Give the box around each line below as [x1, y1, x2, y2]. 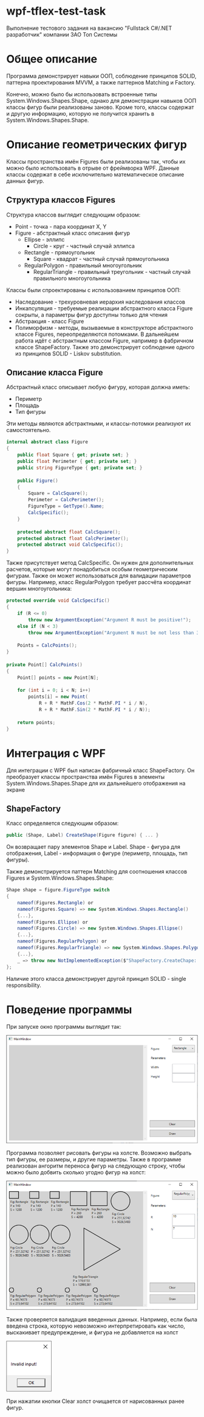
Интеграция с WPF [6, 747, 106, 760]
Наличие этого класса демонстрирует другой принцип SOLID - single [6, 975, 186, 982]
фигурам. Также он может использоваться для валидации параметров [6, 572, 191, 579]
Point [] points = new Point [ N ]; [17, 674, 99, 681]
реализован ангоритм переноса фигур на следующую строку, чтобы [6, 1162, 185, 1169]
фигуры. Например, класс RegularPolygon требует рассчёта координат [6, 579, 191, 586]
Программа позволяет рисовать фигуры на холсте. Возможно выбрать [6, 1149, 192, 1157]
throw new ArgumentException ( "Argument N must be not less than [28, 630, 194, 636]
